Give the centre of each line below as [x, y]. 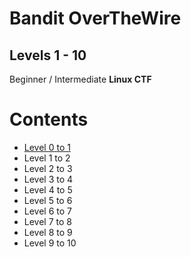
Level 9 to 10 [50, 243]
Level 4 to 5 [48, 189]
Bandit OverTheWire [95, 18]
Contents [49, 119]
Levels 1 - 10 [48, 55]
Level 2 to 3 [48, 168]
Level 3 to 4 [48, 179]
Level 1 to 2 [47, 158]
